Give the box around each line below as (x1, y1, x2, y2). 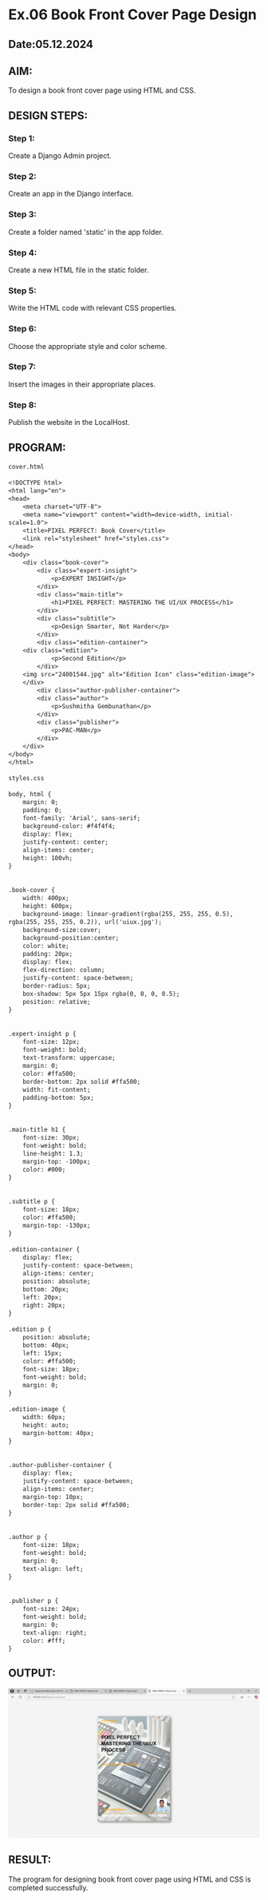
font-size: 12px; (22, 1037, 81, 1045)
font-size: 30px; (22, 1133, 81, 1141)
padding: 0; (22, 806, 62, 814)
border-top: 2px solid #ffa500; (22, 1501, 130, 1509)
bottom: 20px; (22, 1285, 69, 1293)
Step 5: (8, 285, 37, 296)
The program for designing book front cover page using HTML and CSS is (8, 1874, 251, 1884)
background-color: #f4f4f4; (22, 822, 116, 830)
